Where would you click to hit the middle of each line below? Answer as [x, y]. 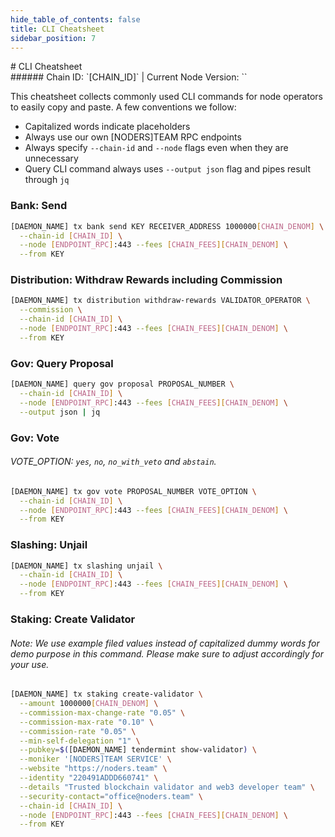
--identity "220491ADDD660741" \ [89, 778]
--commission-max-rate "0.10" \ [87, 722]
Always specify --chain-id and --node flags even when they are [156, 148]
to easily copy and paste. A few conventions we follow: [123, 107]
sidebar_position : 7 [53, 38]
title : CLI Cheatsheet [57, 29]
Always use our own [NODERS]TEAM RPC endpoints [133, 137]
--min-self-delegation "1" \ [80, 741]
